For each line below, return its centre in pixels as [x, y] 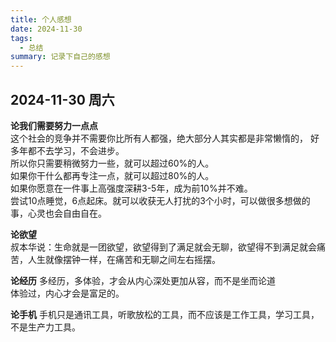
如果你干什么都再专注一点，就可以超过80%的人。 [112, 175]
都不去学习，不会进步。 [76, 150]
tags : [21, 38]
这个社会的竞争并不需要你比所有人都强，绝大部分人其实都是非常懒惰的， [159, 138]
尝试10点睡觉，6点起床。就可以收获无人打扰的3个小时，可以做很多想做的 [160, 200]
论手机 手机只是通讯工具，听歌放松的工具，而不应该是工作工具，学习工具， [165, 314]
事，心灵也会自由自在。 [58, 213]
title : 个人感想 [41, 19]
